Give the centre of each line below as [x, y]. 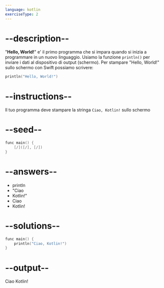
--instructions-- [39, 96]
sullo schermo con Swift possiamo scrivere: [49, 68]
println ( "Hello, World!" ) [31, 77]
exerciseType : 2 [22, 14]
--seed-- [24, 130]
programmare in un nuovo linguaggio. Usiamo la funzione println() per [78, 57]
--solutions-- [33, 226]
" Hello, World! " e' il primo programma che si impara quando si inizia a [76, 52]
